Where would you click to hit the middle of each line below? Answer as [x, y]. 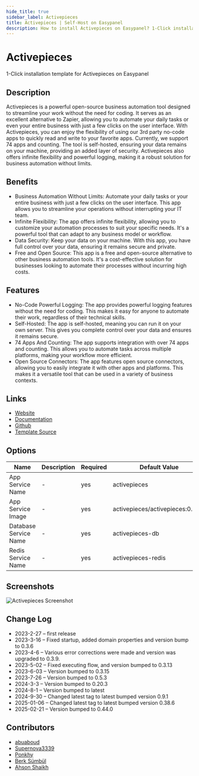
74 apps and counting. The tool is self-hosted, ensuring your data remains [97, 145]
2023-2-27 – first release [45, 633]
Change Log [29, 619]
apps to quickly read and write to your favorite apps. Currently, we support [97, 138]
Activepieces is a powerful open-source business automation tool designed [98, 107]
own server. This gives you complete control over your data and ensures [103, 330]
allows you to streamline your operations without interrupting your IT [98, 209]
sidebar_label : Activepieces [42, 17]
